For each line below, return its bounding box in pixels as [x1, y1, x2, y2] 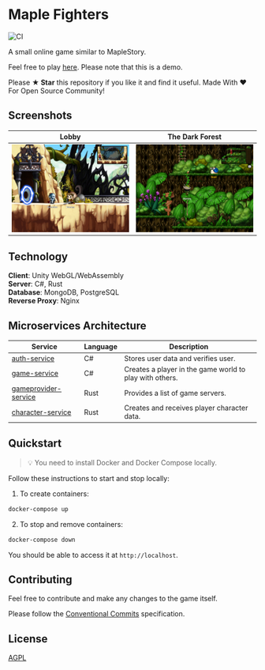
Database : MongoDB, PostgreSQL [8, 288, 120, 297]
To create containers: [19, 488, 89, 499]
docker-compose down [8, 536, 77, 544]
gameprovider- [11, 384, 62, 393]
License [8, 632, 48, 646]
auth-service [11, 353, 55, 363]
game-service [11, 369, 59, 378]
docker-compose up [8, 505, 69, 513]
